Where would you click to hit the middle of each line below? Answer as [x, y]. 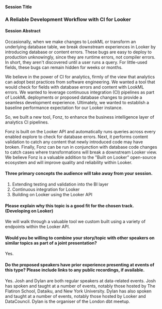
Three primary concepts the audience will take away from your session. [79, 173]
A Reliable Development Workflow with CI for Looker [68, 19]
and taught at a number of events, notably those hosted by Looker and [76, 296]
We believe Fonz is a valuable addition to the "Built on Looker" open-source [81, 157]
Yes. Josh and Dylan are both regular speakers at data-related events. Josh [81, 280]
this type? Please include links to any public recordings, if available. [75, 270]
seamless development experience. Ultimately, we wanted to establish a [77, 102]
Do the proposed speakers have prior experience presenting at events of [80, 264]
